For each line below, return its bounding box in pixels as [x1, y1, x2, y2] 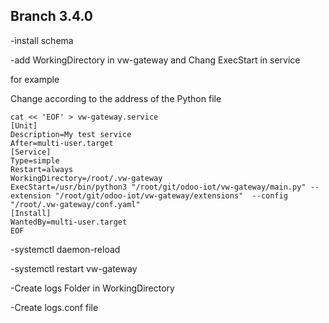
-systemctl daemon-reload [10, 243, 121, 255]
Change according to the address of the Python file [10, 92, 222, 104]
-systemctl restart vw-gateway [10, 262, 138, 274]
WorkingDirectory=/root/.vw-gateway [10, 173, 163, 183]
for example [10, 73, 60, 85]
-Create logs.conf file [10, 301, 99, 313]
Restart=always [10, 164, 74, 174]
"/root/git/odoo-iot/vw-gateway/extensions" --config [54, 190, 288, 201]
